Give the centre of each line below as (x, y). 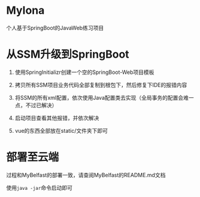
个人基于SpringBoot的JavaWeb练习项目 (55, 28)
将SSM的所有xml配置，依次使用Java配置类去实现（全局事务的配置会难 (102, 97)
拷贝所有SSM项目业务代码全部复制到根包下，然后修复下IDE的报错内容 (101, 85)
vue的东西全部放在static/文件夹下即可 (61, 130)
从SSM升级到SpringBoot (68, 54)
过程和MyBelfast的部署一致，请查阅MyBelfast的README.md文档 (86, 175)
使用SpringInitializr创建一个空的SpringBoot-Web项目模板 (84, 72)
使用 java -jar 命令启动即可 (40, 187)
